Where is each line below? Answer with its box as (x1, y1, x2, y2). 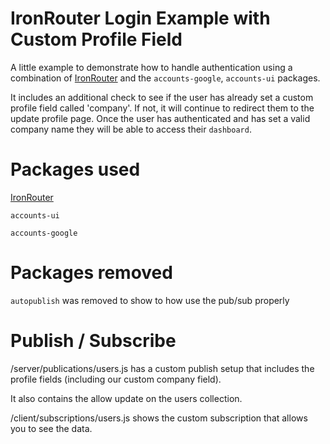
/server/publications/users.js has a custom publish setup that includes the (10, 362, 315, 374)
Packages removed (10, 262, 173, 284)
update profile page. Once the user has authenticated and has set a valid (10, 112, 311, 124)
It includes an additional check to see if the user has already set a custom (10, 91, 314, 103)
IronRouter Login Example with (10, 7, 271, 30)
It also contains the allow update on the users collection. (10, 392, 243, 404)
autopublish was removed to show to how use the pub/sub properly (10, 294, 290, 306)
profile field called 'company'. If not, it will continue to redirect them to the (10, 102, 315, 114)
